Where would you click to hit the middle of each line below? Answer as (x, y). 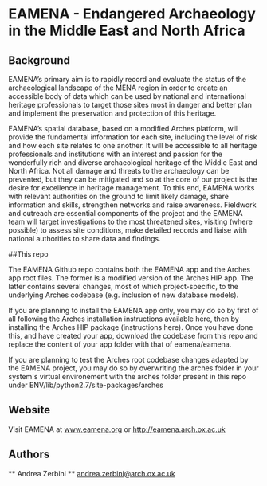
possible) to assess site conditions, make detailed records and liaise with (128, 230)
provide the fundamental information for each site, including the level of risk (133, 137)
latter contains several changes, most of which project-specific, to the (124, 286)
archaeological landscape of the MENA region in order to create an (118, 88)
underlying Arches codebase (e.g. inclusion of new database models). (124, 295)
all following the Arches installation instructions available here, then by (124, 319)
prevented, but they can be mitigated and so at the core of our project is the (133, 179)
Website (29, 410)
